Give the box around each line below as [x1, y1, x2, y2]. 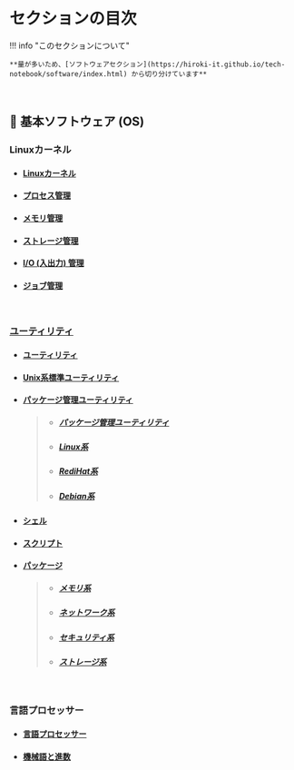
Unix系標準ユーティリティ [22, 371, 120, 382]
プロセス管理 [22, 190, 71, 201]
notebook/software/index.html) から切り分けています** [9, 69, 207, 78]
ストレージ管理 [22, 235, 79, 246]
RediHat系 [58, 466, 98, 477]
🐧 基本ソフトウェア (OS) [9, 114, 145, 130]
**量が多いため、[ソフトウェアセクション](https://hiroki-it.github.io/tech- [9, 60, 286, 69]
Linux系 [58, 441, 89, 452]
